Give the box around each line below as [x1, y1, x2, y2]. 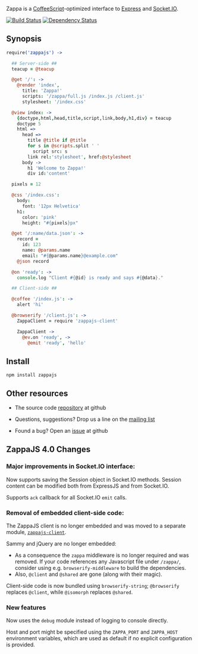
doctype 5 [17, 120, 42, 127]
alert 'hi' [17, 302, 44, 308]
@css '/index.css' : [11, 192, 60, 199]
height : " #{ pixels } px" [21, 220, 78, 226]
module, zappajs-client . [6, 529, 67, 536]
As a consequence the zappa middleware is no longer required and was [14, 551, 189, 559]
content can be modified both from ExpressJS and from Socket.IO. [6, 482, 169, 489]
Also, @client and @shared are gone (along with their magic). [14, 571, 162, 578]
